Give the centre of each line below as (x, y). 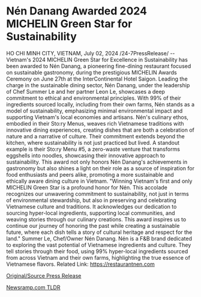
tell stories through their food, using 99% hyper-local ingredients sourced (97, 251)
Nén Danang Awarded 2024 (76, 11)
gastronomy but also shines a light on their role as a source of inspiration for (100, 168)
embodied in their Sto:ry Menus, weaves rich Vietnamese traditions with (95, 123)
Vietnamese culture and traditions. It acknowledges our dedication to (91, 206)
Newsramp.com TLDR (33, 287)
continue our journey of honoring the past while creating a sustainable (93, 225)
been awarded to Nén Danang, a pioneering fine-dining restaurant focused (99, 66)
